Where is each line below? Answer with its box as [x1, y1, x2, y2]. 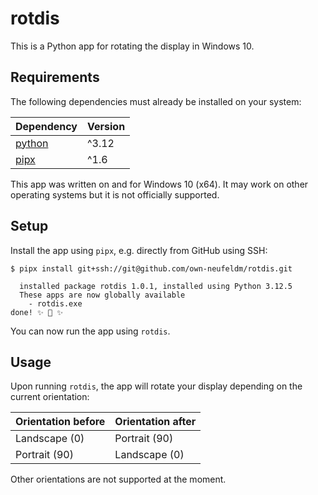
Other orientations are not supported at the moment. [10, 473, 227, 486]
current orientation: [10, 391, 90, 403]
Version [87, 119, 126, 133]
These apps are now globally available [19, 290, 186, 300]
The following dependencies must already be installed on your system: [10, 95, 302, 107]
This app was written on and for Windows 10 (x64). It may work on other [10, 178, 309, 190]
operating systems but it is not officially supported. [10, 188, 220, 201]
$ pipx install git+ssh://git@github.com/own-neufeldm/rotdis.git [10, 263, 293, 274]
